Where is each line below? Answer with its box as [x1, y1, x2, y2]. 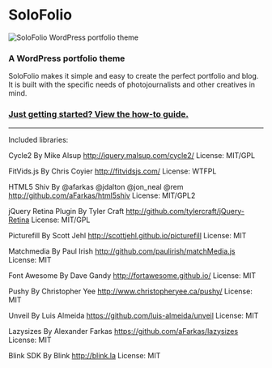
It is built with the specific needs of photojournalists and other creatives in [8, 79, 256, 90]
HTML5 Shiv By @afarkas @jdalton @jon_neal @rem [8, 182, 184, 191]
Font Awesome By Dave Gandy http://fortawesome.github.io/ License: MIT [8, 270, 257, 280]
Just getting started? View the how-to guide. [8, 109, 189, 120]
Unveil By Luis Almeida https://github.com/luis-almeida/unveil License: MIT [8, 310, 259, 320]
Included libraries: [8, 135, 69, 144]
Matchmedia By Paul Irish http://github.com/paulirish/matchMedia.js [8, 246, 236, 256]
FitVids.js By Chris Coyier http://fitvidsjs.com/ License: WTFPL [8, 166, 217, 176]
